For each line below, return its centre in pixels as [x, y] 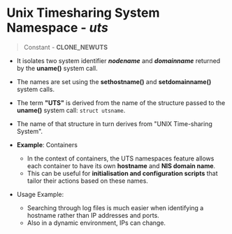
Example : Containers [47, 144]
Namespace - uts [58, 28]
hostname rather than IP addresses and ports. [93, 215]
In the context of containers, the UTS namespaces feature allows [121, 158]
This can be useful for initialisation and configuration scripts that [122, 173]
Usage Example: [40, 194]
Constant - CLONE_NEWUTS [66, 47]
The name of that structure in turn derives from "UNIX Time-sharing [114, 123]
